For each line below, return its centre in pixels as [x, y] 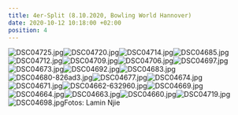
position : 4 [28, 30]
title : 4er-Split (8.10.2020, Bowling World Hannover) [100, 15]
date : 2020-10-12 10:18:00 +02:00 [65, 23]
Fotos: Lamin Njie [92, 102]
